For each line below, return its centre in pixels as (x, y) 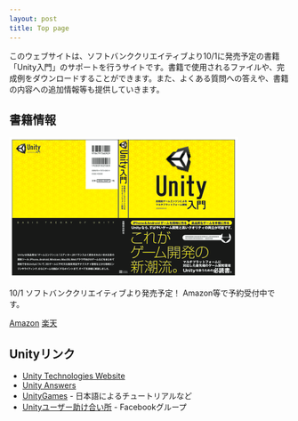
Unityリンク (42, 354)
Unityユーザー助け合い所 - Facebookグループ (104, 407)
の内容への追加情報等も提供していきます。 (87, 89)
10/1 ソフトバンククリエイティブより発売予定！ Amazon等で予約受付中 (138, 293)
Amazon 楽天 (33, 323)
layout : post (33, 19)
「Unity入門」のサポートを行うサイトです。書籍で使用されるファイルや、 (143, 67)
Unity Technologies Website (74, 376)
